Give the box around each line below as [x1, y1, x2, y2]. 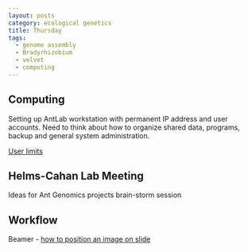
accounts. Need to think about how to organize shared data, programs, [8, 122, 240, 132]
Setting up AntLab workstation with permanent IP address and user [8, 114, 228, 123]
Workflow [8, 213, 58, 227]
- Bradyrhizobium [15, 48, 73, 56]
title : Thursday [8, 26, 62, 34]
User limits [8, 146, 44, 156]
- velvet [15, 56, 45, 64]
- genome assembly [15, 41, 77, 49]
